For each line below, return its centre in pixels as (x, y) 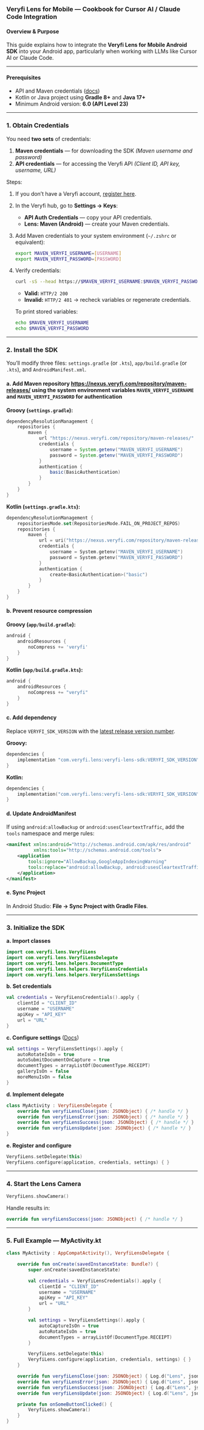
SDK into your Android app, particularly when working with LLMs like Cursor (102, 51)
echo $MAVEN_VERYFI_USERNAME (52, 323)
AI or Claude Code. (30, 58)
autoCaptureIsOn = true (69, 1326)
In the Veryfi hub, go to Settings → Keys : (66, 206)
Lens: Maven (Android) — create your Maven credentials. (97, 224)
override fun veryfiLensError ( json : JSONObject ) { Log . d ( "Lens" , (102, 1382)
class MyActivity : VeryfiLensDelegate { (59, 1106)
